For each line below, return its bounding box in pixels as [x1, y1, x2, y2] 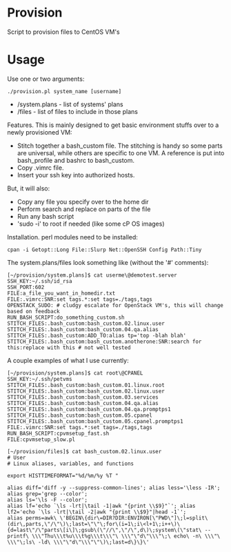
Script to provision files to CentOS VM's [7, 28, 121, 36]
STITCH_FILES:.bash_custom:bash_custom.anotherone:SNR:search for [7, 338, 202, 345]
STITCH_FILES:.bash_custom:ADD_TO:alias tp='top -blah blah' [7, 332, 187, 339]
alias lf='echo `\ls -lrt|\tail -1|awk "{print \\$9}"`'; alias [7, 502, 196, 509]
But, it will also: [7, 184, 50, 193]
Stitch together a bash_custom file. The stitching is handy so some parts [17, 141, 223, 150]
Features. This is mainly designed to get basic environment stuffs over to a [7, 121, 219, 129]
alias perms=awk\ [7, 514, 57, 522]
